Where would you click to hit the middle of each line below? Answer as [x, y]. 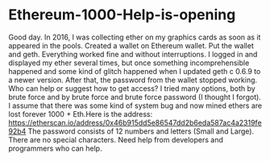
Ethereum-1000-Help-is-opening [122, 15]
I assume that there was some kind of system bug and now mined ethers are [135, 105]
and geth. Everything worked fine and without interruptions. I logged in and [133, 54]
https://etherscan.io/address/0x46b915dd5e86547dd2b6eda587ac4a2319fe [135, 122]
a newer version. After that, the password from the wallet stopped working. [133, 80]
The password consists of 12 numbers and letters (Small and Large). [141, 131]
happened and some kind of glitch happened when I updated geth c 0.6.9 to [135, 71]
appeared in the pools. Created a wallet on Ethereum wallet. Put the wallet [131, 45]
